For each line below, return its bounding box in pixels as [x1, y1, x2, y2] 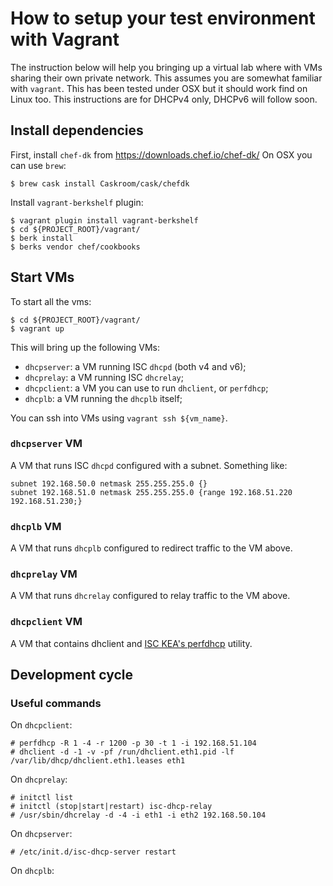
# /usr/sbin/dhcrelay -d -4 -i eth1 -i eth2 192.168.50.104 [10, 810, 267, 821]
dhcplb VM [10, 519, 62, 533]
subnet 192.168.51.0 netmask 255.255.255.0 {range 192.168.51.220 [10, 487, 293, 497]
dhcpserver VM [10, 437, 83, 451]
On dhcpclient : [10, 719, 73, 731]
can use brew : [10, 159, 67, 171]
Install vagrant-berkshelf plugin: [10, 196, 144, 208]
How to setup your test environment [10, 7, 316, 30]
